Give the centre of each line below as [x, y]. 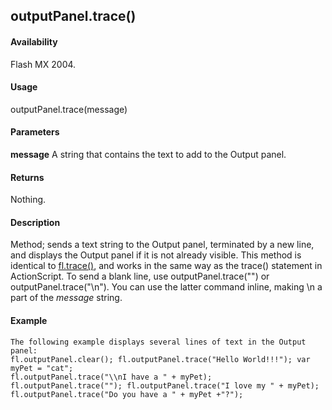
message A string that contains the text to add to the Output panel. [148, 154]
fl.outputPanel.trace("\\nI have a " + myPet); [111, 377]
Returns [27, 177]
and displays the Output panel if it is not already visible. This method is [156, 255]
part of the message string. [66, 298]
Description [35, 222]
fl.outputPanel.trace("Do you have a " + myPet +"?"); [127, 394]
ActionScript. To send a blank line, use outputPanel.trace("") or [140, 276]
